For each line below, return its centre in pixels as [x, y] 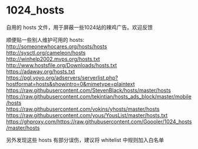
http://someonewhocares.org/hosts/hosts [57, 46]
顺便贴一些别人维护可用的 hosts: [45, 39]
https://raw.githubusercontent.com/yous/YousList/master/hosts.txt [87, 115]
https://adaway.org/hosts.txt [41, 71]
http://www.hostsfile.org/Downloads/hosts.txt [62, 65]
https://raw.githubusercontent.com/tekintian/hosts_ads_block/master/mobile [99, 96]
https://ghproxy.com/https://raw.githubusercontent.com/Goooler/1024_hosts [99, 121]
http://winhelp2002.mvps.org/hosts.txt [53, 59]
